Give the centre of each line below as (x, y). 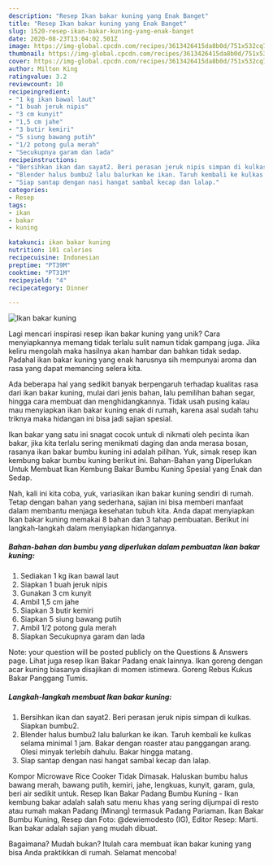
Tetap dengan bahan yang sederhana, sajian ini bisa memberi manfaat (126, 502)
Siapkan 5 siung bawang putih (71, 619)
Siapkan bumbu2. (50, 726)
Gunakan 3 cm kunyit (56, 593)
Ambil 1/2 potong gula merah (68, 628)
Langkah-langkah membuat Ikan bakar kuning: (90, 697)
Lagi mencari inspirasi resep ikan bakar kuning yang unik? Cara (115, 334)
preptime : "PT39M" (39, 265)
